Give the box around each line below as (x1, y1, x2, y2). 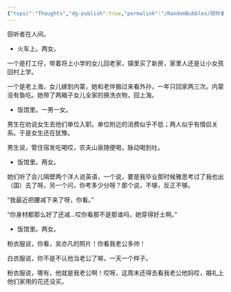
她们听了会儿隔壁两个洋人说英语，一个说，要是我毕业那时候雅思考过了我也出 (7, 172, 224, 181)
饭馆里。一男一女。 (16, 105, 72, 113)
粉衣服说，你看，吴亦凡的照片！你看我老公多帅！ (7, 239, 146, 247)
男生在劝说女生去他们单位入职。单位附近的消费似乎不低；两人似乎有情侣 (7, 120, 212, 128)
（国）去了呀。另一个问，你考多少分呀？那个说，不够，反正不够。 (7, 181, 194, 189)
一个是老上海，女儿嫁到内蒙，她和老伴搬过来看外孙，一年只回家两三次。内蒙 (7, 82, 224, 90)
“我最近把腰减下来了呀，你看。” (7, 195, 94, 203)
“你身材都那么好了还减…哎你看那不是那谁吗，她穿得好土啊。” (7, 210, 177, 218)
